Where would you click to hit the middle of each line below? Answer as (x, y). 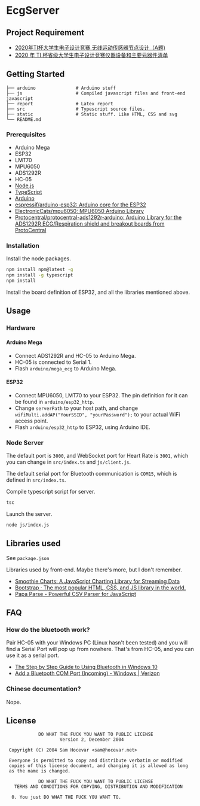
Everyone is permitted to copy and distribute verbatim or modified (96, 761)
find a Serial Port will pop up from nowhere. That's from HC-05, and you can (100, 649)
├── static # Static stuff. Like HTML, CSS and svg (92, 114)
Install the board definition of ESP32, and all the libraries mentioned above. (98, 292)
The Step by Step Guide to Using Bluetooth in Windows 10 (86, 667)
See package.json (28, 558)
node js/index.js (28, 525)
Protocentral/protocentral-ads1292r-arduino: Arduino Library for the (98, 218)
